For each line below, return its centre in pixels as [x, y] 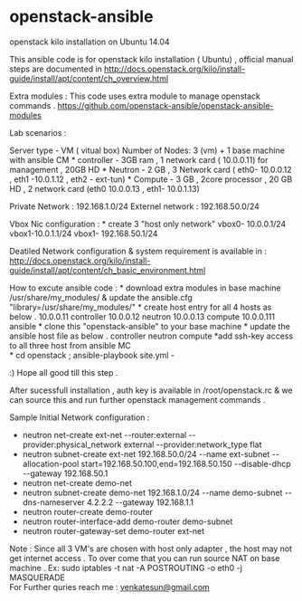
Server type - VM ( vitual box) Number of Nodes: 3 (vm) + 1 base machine [147, 150]
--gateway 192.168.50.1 [65, 473]
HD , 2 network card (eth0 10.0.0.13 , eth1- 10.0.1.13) [105, 188]
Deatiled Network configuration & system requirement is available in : [138, 251]
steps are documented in [56, 69]
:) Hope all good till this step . [64, 372]
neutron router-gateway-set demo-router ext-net [113, 530]
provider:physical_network [72, 444]
